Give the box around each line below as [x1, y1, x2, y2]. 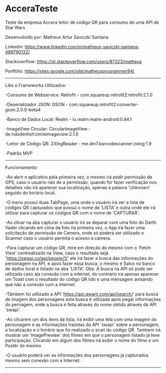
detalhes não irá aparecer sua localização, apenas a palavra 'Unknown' [5, 184, 151, 190]
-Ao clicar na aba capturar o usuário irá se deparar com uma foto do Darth [5, 219, 157, 225]
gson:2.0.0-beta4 [5, 107, 41, 113]
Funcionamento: [5, 164, 38, 170]
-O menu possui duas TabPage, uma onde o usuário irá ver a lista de [5, 199, 145, 205]
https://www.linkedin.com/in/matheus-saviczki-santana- [24, 43, 140, 49]
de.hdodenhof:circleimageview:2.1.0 [5, 131, 79, 137]
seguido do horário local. [5, 190, 56, 196]
